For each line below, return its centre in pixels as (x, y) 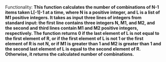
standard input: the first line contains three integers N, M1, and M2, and (80, 23)
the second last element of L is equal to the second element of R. (73, 49)
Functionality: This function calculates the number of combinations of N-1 (82, 7)
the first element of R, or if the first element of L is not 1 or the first (74, 38)
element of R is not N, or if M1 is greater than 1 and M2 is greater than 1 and (83, 44)
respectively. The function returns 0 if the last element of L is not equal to (82, 33)
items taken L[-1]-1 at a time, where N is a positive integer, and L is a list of (83, 12)
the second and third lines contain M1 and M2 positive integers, (72, 28)
